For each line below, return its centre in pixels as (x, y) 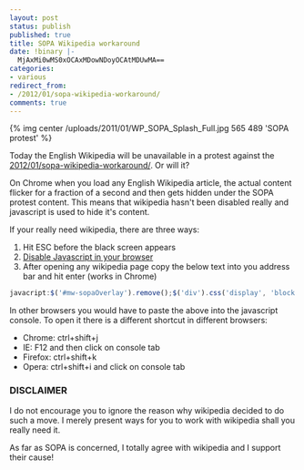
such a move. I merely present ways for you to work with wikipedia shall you (152, 420)
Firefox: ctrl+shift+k (60, 357)
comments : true (38, 102)
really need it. (35, 430)
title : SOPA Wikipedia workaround (75, 43)
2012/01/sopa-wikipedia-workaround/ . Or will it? (100, 166)
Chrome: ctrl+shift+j (60, 338)
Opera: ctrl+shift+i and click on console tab (104, 367)
